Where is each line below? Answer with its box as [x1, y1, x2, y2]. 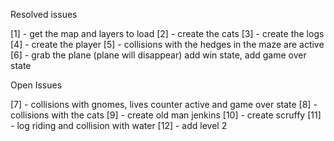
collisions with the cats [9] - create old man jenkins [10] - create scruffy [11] [10, 109, 322, 121]
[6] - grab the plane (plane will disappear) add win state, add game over [10, 49, 307, 61]
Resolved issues [10, 9, 78, 20]
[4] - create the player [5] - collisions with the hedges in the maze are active [10, 39, 325, 50]
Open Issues [10, 79, 63, 91]
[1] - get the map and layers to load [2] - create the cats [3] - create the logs [10, 28, 325, 39]
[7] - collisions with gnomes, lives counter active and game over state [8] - [10, 99, 318, 110]
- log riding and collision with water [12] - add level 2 [10, 120, 228, 131]
